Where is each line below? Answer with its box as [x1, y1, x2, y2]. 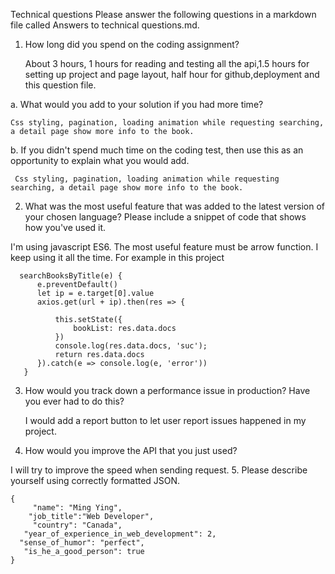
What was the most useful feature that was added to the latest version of [24, 200, 326, 212]
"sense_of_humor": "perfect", [19, 538, 145, 548]
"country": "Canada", [32, 520, 123, 530]
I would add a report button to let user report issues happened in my [24, 415, 307, 426]
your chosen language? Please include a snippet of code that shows [24, 211, 307, 223]
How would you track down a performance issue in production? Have [24, 385, 311, 396]
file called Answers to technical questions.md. [10, 19, 200, 31]
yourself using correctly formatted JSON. [10, 475, 181, 486]
